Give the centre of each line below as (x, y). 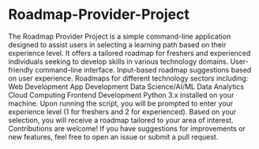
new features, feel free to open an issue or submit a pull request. (113, 136)
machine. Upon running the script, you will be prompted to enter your (121, 103)
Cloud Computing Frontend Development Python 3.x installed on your (121, 95)
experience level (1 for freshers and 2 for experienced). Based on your (122, 111)
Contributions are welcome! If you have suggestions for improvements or (127, 129)
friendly (21, 69)
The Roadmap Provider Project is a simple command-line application (120, 36)
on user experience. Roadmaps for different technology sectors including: (128, 78)
